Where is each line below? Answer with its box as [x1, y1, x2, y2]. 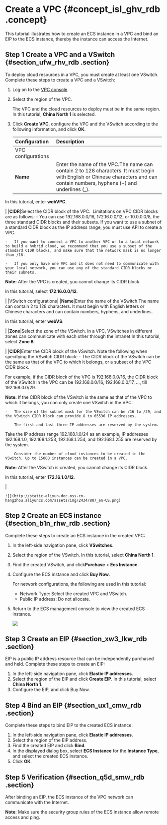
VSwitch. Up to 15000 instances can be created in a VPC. [5, 456, 128, 461]
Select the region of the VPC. [12, 96, 73, 102]
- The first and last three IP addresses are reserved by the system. [5, 422, 159, 427]
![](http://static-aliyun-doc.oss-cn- [5, 493, 85, 498]
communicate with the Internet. [5, 800, 70, 805]
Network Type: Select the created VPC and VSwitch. [19, 591, 128, 597]
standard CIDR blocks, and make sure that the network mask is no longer [5, 248, 162, 253]
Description [56, 138, 84, 145]
